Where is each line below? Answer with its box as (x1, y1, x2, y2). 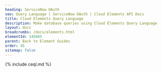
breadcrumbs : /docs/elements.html (5, 30, 75, 35)
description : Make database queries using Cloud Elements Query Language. (5, 20, 160, 26)
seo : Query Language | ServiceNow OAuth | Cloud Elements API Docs (5, 12, 145, 17)
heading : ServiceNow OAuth (5, 7, 60, 12)
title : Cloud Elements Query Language (5, 16, 83, 21)
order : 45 (5, 43, 25, 48)
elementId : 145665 (5, 35, 42, 39)
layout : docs (5, 25, 32, 30)
